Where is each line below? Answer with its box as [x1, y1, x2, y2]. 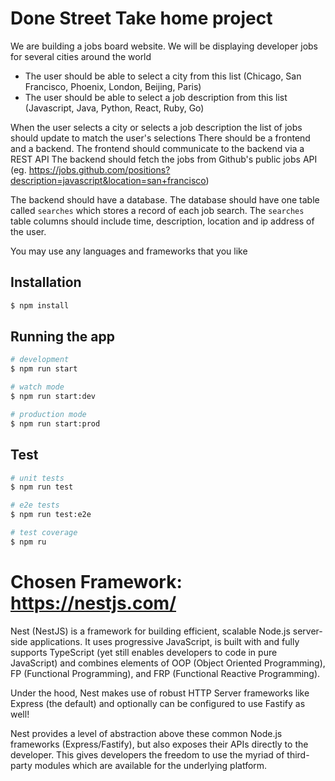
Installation [10, 274, 82, 291]
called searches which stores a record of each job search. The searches [10, 204, 305, 216]
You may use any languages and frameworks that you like [10, 245, 248, 257]
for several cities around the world [10, 50, 152, 62]
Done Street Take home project [10, 7, 273, 30]
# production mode [10, 409, 87, 419]
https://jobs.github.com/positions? [28, 163, 171, 176]
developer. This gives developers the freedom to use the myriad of [10, 748, 285, 761]
